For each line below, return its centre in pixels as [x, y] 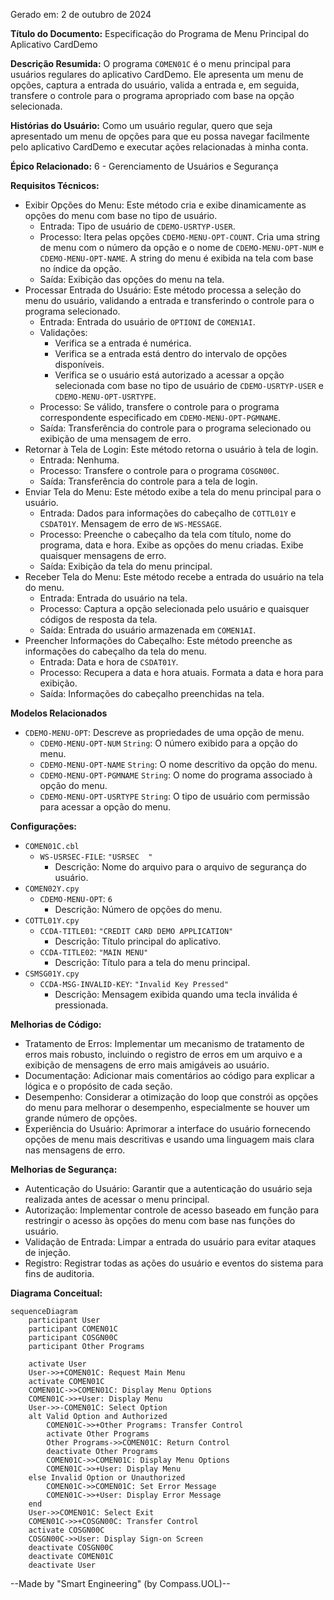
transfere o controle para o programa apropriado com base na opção [152, 95]
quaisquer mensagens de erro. [103, 555]
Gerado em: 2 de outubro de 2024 [81, 14]
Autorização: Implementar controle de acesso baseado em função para [172, 1210]
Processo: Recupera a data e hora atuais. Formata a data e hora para [181, 672]
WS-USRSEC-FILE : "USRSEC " [96, 856]
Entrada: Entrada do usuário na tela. [113, 598]
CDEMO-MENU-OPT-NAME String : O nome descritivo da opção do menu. [178, 764]
